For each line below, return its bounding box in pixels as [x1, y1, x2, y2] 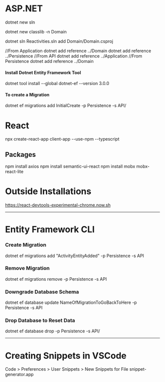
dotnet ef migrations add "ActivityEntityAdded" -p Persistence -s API [5, 253, 144, 259]
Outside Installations [5, 186, 92, 197]
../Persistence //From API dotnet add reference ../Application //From [5, 53, 142, 59]
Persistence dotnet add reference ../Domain [5, 58, 94, 64]
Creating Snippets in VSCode [5, 350, 127, 361]
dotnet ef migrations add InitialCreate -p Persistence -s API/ [5, 103, 127, 109]
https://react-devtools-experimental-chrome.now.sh [5, 202, 111, 208]
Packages [5, 150, 36, 159]
